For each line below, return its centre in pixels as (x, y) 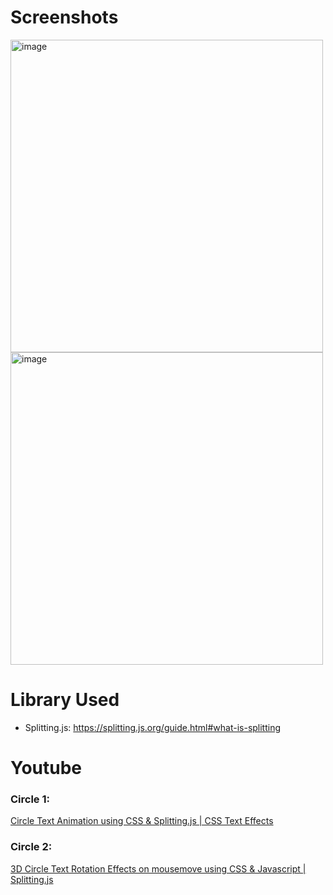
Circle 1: (30, 799)
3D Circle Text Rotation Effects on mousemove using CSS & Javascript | (158, 868)
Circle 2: (31, 847)
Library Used (65, 700)
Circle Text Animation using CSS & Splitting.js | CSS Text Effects (142, 821)
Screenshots (64, 17)
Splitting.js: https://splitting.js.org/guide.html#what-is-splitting (153, 727)
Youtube (46, 768)
